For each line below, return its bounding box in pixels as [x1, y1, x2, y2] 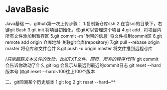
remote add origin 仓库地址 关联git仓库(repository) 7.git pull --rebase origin [5, 39, 160, 45]
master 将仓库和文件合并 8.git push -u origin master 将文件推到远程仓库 [5, 45, 153, 51]
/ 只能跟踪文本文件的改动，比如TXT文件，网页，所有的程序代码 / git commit [5, 56, 159, 62]
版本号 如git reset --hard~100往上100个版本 [5, 68, 95, 74]
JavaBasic [5, 3, 49, 15]
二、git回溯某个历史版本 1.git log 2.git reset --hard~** [5, 79, 116, 85]
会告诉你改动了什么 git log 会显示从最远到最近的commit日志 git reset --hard [5, 62, 161, 68]
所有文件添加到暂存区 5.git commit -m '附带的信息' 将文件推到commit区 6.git [5, 33, 162, 39]
